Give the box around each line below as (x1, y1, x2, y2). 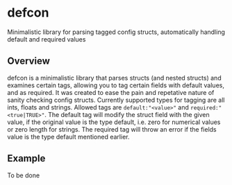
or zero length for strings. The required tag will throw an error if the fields (7, 125, 217, 133)
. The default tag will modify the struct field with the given (44, 110, 210, 118)
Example (7, 152, 46, 164)
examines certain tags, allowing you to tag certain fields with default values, (7, 81, 224, 89)
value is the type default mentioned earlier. (7, 132, 130, 141)
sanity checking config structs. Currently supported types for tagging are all (7, 96, 225, 104)
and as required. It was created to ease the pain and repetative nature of (7, 88, 215, 96)
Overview (7, 55, 51, 67)
